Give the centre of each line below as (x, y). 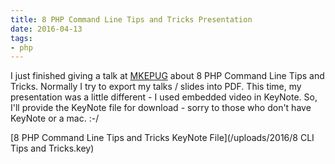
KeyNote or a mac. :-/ (55, 118)
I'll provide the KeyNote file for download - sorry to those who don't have (161, 108)
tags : (21, 38)
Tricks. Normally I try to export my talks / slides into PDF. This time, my (156, 87)
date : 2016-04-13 (46, 29)
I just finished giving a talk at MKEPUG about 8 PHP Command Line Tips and (167, 76)
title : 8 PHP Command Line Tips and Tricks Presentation (131, 19)
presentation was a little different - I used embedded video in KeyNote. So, (164, 97)
